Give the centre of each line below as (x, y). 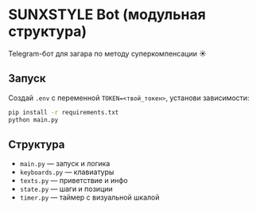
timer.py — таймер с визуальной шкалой (89, 197)
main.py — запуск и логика (65, 164)
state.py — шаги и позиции (66, 189)
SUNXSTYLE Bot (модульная (107, 15)
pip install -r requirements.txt (64, 112)
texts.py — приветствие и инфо (74, 181)
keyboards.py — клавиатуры (67, 172)
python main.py (33, 120)
